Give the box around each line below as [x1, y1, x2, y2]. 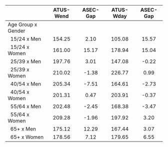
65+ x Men [10, 125, 36, 132]
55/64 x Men [10, 103, 41, 109]
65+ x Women [10, 133, 44, 140]
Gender [7, 27, 25, 34]
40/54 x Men [10, 80, 41, 87]
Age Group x [7, 21, 37, 28]
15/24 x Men [10, 35, 41, 42]
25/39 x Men [10, 58, 41, 64]
